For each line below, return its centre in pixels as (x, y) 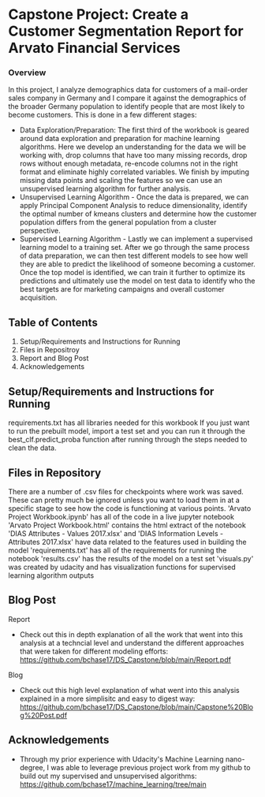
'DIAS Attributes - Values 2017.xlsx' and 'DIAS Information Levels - (116, 533)
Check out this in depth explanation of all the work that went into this (131, 634)
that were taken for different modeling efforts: (93, 651)
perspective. (40, 231)
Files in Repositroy (50, 350)
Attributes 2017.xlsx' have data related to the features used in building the (127, 542)
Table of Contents (53, 322)
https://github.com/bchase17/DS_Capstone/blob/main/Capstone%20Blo (136, 706)
